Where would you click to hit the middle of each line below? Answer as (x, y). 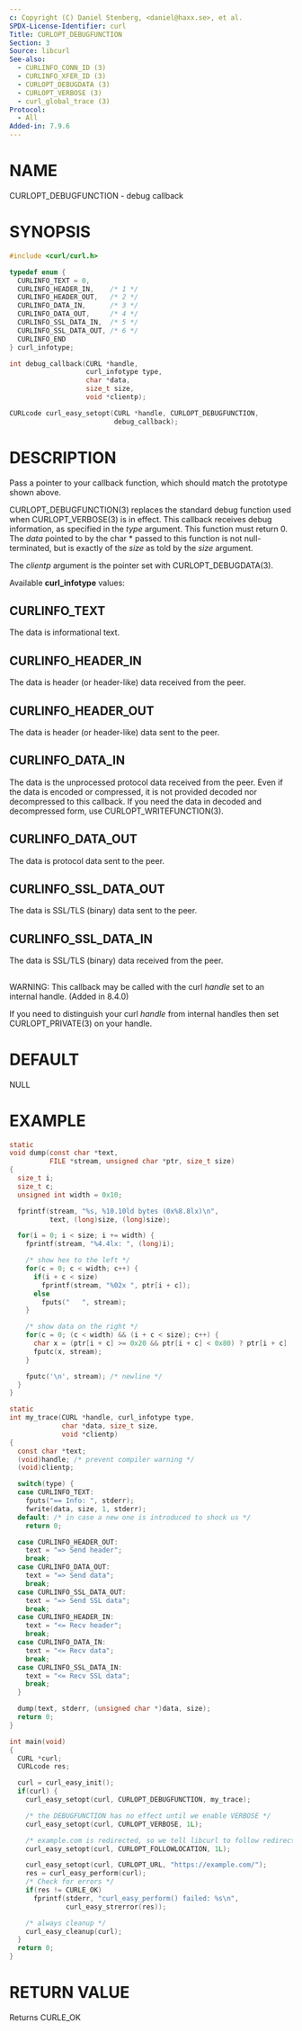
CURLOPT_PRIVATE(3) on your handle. (81, 1023)
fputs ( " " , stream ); (84, 1302)
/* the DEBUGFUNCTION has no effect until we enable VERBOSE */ (148, 1816)
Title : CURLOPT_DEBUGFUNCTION (66, 34)
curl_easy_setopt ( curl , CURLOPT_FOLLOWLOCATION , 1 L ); (128, 1848)
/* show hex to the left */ (78, 1260)
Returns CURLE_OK (45, 2017)
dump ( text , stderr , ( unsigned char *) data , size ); (114, 1709)
